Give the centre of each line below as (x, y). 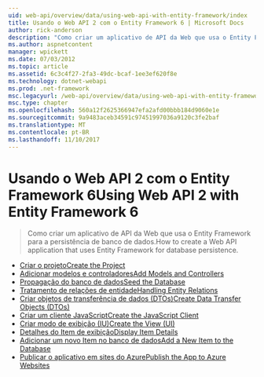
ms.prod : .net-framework (49, 88)
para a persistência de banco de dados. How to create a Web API (132, 242)
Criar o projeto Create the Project (72, 265)
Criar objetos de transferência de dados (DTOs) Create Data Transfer (130, 298)
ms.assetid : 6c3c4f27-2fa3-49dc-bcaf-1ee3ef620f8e (93, 74)
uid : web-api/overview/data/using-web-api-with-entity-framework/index (128, 15)
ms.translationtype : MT (47, 125)
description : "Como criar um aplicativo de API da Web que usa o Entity (130, 37)
